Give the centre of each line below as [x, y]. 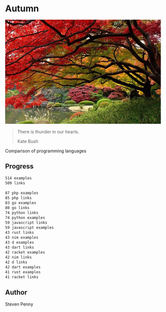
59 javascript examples [30, 228]
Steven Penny [19, 304]
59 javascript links [26, 223]
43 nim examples [22, 238]
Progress [19, 166]
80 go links [17, 208]
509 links [15, 183]
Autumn [22, 9]
